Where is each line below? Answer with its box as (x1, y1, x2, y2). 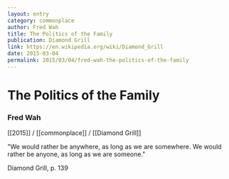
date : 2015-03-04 (7, 50, 59, 58)
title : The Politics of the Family (7, 30, 113, 38)
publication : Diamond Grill (7, 37, 91, 44)
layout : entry (7, 10, 50, 18)
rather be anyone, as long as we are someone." (7, 150, 146, 158)
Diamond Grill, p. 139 (7, 164, 69, 173)
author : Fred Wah (7, 23, 59, 31)
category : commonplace (7, 17, 75, 24)
